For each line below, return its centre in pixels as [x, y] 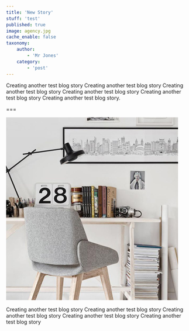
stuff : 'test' [23, 18]
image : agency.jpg [28, 31]
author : [26, 50]
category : [29, 61]
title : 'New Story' [30, 12]
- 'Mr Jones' [43, 56]
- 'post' [38, 68]
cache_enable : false [31, 37]
